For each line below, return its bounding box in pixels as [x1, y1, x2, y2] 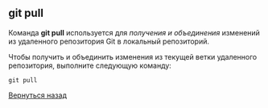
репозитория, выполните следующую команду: [8, 60, 171, 70]
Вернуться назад [8, 90, 67, 100]
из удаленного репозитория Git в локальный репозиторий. [8, 36, 210, 46]
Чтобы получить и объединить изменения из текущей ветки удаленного [8, 52, 258, 61]
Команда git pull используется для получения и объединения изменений [8, 27, 260, 37]
